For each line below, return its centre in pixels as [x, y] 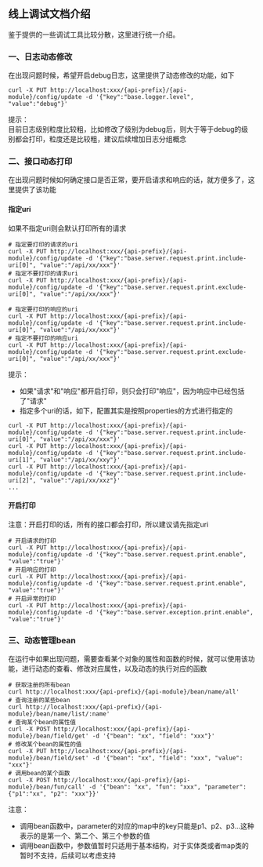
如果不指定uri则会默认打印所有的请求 [67, 228]
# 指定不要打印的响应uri [43, 338]
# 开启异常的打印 [32, 599]
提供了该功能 [35, 190]
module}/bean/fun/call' [47, 787]
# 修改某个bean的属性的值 [45, 745]
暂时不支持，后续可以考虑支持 [67, 856]
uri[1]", [22, 460]
